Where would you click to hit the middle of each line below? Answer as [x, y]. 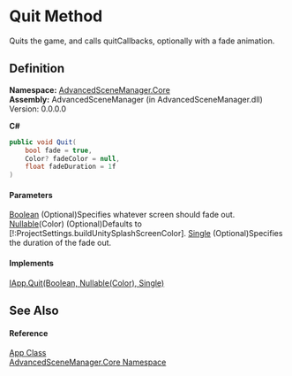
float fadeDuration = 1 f [71, 167]
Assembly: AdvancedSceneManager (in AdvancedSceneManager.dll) [136, 99]
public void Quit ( [43, 142]
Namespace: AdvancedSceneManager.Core [90, 89]
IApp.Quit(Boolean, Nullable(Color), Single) [87, 283]
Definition [37, 69]
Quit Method [56, 16]
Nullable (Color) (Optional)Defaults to [76, 224]
